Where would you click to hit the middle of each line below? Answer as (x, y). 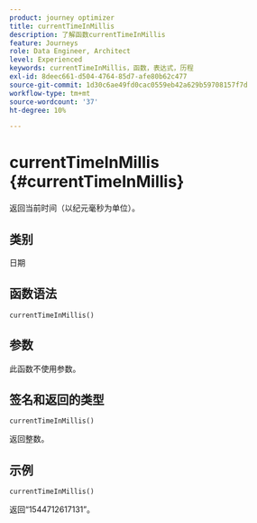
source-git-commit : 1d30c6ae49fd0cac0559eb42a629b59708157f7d (128, 85)
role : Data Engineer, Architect (70, 51)
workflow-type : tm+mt (50, 93)
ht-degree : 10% (38, 110)
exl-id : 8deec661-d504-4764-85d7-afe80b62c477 (98, 77)
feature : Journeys (44, 43)
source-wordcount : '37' (54, 102)
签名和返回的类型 (57, 400)
